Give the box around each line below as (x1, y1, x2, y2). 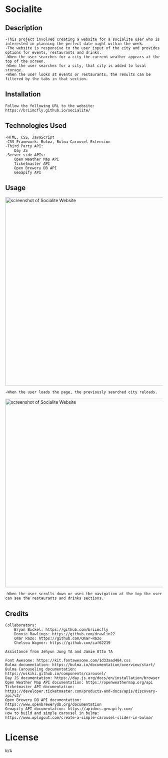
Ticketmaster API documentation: (5, 685, 75, 690)
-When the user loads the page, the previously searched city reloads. (5, 390, 157, 395)
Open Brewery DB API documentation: (5, 698, 81, 703)
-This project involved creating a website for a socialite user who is (5, 37, 160, 42)
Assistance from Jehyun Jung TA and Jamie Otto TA (5, 649, 113, 654)
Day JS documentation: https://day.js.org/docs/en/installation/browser (5, 676, 160, 681)
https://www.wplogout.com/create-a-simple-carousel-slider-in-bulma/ (5, 715, 153, 720)
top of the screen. (5, 59, 46, 64)
